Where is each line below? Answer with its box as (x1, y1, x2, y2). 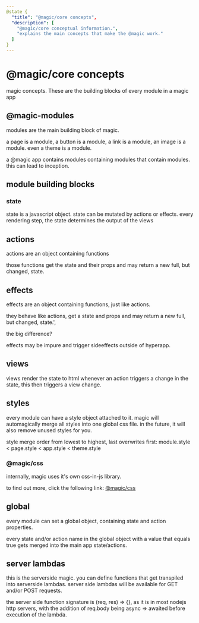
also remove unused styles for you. (6, 426, 92, 434)
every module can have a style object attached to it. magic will (6, 414, 159, 421)
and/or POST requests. (6, 587, 62, 594)
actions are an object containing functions (6, 250, 109, 257)
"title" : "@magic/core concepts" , (11, 14, 97, 20)
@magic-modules (6, 111, 74, 121)
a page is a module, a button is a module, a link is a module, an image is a (6, 138, 186, 145)
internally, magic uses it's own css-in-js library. (6, 473, 122, 480)
